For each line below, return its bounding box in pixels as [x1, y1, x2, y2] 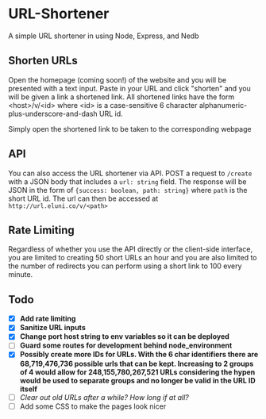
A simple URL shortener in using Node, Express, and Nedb [8, 31, 199, 40]
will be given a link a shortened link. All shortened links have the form [8, 92, 235, 102]
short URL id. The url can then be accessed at [8, 194, 159, 203]
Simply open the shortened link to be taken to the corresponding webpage [8, 124, 252, 133]
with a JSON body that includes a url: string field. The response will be [8, 176, 247, 186]
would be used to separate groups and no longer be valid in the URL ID [19, 375, 256, 385]
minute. [8, 270, 33, 279]
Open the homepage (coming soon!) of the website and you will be [8, 75, 227, 84]
